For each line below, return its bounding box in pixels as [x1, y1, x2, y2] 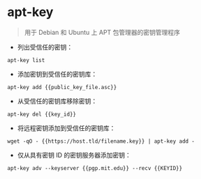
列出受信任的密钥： [17, 42, 73, 51]
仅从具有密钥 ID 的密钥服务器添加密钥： [17, 150, 131, 159]
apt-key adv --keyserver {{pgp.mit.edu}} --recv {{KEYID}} [7, 164, 183, 171]
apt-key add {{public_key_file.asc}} [7, 84, 117, 91]
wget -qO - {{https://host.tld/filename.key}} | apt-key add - [7, 137, 195, 145]
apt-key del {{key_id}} [7, 111, 77, 118]
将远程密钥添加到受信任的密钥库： [17, 123, 116, 132]
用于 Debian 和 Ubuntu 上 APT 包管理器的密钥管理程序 [24, 28, 180, 36]
